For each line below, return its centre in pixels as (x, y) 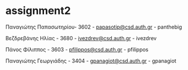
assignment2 (38, 11)
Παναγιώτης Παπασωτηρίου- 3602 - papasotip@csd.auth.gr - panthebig (94, 27)
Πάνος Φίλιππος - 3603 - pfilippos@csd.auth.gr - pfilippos (77, 49)
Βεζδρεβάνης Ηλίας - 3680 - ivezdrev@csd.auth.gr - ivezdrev (81, 38)
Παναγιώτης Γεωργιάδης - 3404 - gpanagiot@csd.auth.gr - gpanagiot (91, 61)
